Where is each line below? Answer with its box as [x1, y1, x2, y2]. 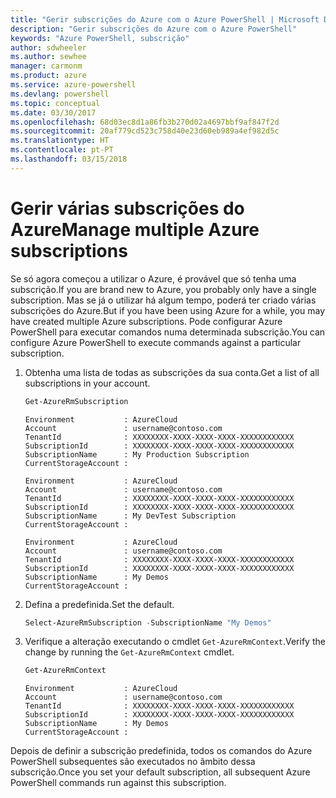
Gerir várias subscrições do [10, 197, 245, 220]
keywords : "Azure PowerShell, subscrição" [10, 33, 190, 43]
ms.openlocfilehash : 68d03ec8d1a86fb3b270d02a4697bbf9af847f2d [10, 117, 280, 127]
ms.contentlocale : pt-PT [10, 145, 114, 155]
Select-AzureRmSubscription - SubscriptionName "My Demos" [24, 617, 272, 628]
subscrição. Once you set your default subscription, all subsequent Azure [10, 766, 311, 778]
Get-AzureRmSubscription [24, 396, 129, 406]
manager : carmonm [10, 61, 83, 71]
